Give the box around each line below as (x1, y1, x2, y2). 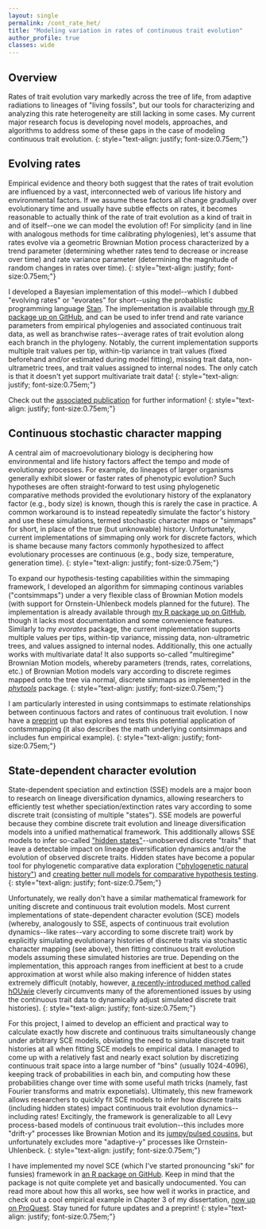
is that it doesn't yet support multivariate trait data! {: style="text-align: (8, 371, 240, 380)
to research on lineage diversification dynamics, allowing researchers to (8, 794, 244, 803)
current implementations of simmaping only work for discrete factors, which (8, 533, 256, 542)
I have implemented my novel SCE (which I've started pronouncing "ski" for (8, 1161, 255, 1171)
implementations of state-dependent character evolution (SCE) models (8, 911, 240, 920)
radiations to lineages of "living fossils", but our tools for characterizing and (8, 100, 256, 110)
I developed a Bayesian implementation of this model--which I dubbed (8, 287, 238, 296)
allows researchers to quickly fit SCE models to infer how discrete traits (8, 1095, 242, 1105)
